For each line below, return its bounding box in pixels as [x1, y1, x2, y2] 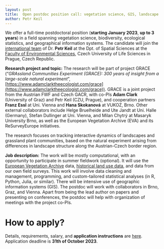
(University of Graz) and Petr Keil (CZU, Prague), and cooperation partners [5, 97, 156, 103]
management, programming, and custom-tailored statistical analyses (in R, [5, 173, 156, 180]
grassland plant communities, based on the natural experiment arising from [5, 138, 157, 144]
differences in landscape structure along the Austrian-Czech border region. [5, 143, 158, 149]
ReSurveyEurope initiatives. [5, 123, 60, 129]
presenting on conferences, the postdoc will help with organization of [5, 194, 145, 200]
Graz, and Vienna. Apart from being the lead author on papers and [5, 189, 139, 195]
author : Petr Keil [5, 16, 43, 21]
